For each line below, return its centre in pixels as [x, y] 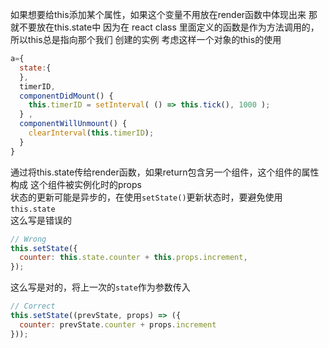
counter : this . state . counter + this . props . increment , [133, 258]
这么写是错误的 [41, 220]
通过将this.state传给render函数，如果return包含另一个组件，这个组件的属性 [165, 172]
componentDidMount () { [66, 96]
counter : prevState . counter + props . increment [118, 324]
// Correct [33, 306]
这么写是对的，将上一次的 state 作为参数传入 [100, 287]
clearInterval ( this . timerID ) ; [91, 133]
